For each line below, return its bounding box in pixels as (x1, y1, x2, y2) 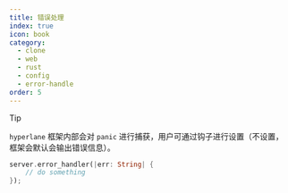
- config (17, 71, 50, 80)
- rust (17, 63, 42, 72)
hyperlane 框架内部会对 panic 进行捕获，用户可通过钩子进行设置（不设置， (9, 130, 284, 141)
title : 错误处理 (9, 13, 64, 22)
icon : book (9, 29, 50, 38)
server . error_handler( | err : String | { (9, 160, 154, 169)
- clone (17, 46, 47, 55)
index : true (9, 21, 54, 30)
